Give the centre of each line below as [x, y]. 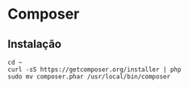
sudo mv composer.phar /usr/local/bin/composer [89, 77]
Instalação [35, 44]
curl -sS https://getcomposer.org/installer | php [94, 70]
